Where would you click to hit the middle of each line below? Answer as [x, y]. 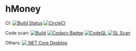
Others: [13, 43]
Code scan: [17, 33]
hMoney [23, 9]
